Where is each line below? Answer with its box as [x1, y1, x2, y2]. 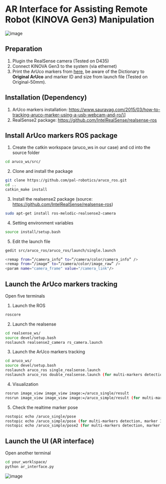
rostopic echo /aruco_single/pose [5, 414, 77, 419]
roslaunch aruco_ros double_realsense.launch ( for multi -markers [5, 373, 142, 377]
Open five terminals [5, 293, 45, 299]
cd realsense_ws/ [5, 330, 41, 335]
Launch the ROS [12, 302, 45, 308]
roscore [5, 312, 21, 317]
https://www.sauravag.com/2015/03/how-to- [69, 107, 161, 112]
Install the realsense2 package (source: [12, 196, 93, 202]
